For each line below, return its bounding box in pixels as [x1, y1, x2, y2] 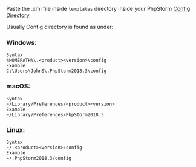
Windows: [6, 38, 38, 47]
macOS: [6, 82, 30, 90]
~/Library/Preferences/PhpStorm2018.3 [6, 111, 104, 117]
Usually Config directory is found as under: [6, 24, 114, 30]
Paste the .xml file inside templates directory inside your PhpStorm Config [6, 5, 191, 12]
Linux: [6, 125, 25, 134]
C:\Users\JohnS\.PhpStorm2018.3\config [6, 68, 107, 74]
